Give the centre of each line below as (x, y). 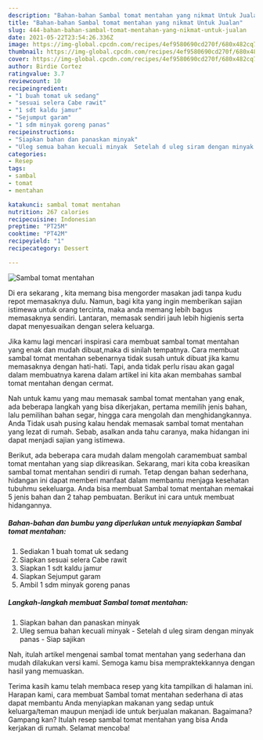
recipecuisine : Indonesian (52, 219)
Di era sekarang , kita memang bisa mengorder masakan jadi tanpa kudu (125, 293)
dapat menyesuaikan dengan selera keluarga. (81, 326)
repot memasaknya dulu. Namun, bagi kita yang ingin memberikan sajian (125, 301)
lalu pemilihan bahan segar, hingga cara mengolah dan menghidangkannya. (130, 415)
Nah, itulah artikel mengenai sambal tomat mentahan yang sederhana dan (127, 654)
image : (19, 45)
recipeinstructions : (42, 132)
